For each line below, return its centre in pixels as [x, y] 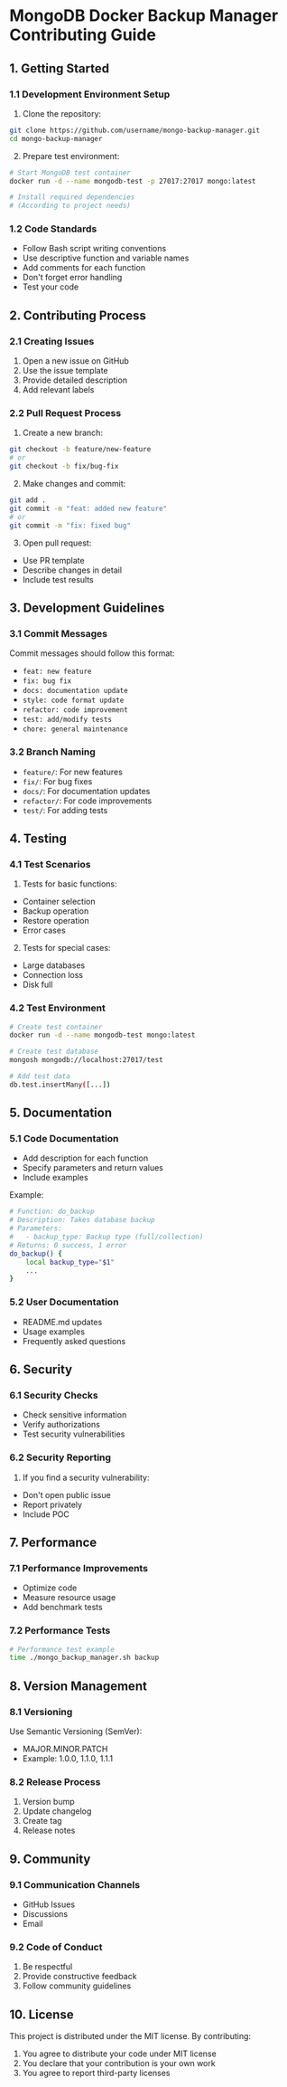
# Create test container [56, 1027]
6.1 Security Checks [54, 1395]
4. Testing [38, 838]
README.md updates [62, 1322]
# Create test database [54, 1052]
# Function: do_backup [52, 1212]
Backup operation [56, 911]
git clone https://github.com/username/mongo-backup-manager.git [134, 130]
